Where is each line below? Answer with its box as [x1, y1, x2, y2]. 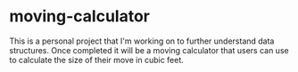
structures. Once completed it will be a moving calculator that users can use [9, 44, 289, 55]
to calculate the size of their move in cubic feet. [9, 54, 185, 65]
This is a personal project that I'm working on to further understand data [9, 36, 275, 46]
